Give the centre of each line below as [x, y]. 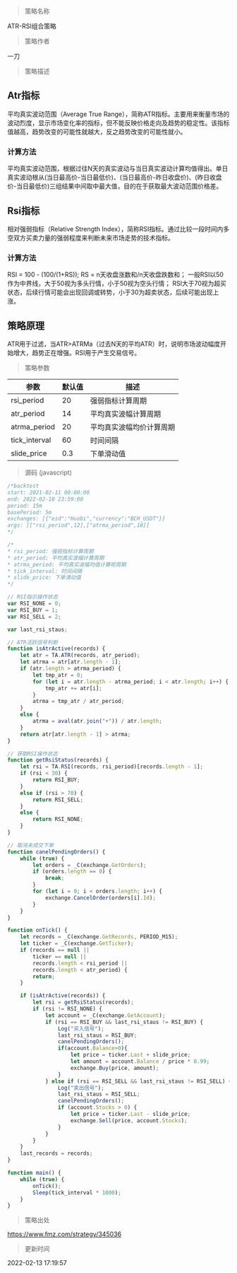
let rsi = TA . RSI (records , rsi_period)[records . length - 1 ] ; [112, 767]
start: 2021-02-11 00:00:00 [49, 492]
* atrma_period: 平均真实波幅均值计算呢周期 [67, 564]
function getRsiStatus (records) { [58, 760]
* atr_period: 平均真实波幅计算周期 [56, 558]
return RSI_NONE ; [58, 820]
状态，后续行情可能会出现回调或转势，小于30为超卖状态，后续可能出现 [110, 292]
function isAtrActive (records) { [56, 649]
